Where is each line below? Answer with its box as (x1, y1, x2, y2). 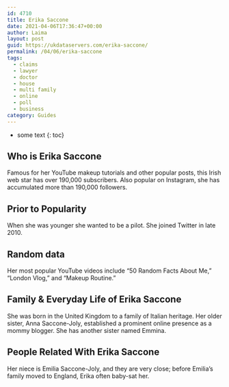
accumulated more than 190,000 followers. (7, 183, 128, 192)
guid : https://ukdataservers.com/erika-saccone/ (7, 42, 148, 49)
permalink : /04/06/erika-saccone (7, 49, 103, 55)
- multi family (13, 86, 57, 93)
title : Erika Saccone (7, 16, 69, 23)
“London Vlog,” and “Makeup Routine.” (7, 274, 116, 282)
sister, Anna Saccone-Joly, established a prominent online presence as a (7, 319, 212, 327)
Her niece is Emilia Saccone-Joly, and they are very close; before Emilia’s (7, 364, 213, 373)
